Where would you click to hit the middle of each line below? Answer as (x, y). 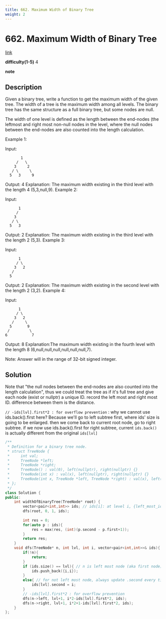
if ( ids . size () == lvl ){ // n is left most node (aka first (86, 566)
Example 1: (16, 140)
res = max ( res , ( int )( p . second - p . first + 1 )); (80, 529)
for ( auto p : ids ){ (43, 525)
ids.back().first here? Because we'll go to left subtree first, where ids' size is (82, 417)
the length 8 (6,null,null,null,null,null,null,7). (49, 350)
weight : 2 (15, 14)
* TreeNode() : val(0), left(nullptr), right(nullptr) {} (73, 470)
